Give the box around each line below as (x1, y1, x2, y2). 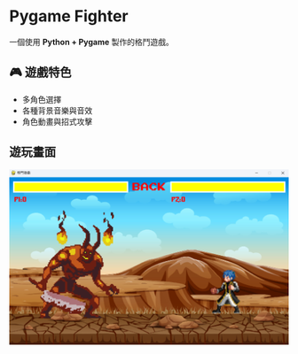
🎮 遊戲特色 (9, 65, 72, 81)
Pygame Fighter (9, 6, 129, 27)
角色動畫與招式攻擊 (21, 116, 93, 127)
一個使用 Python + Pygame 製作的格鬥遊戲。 (9, 36, 175, 47)
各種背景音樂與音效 (21, 104, 93, 116)
